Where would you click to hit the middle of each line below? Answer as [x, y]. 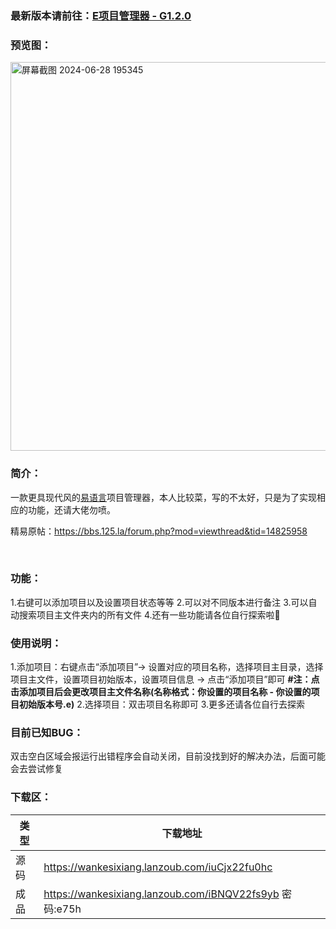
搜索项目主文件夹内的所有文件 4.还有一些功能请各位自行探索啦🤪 [149, 614]
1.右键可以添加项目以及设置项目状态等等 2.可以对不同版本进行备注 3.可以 [159, 602]
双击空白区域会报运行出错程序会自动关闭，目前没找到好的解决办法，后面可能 [168, 756]
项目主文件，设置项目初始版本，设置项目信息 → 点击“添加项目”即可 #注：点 [165, 679]
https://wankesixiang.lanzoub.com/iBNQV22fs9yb [161, 894]
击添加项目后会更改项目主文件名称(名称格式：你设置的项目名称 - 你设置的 [161, 692]
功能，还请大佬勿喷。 [71, 509]
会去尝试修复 [36, 769]
